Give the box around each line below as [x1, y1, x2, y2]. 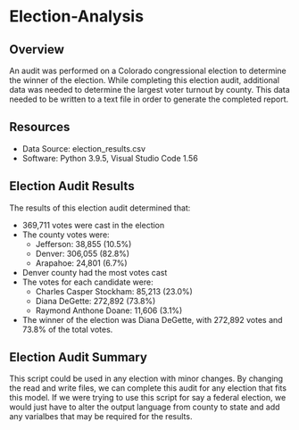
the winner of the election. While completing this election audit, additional [9, 75, 279, 86]
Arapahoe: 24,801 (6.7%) [35, 257, 128, 269]
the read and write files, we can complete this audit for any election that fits [9, 383, 287, 393]
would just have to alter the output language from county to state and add [9, 401, 280, 412]
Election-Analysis [9, 6, 145, 27]
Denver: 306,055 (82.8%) [35, 248, 130, 259]
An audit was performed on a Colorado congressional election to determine [9, 65, 287, 76]
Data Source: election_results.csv [21, 143, 145, 153]
